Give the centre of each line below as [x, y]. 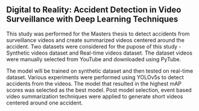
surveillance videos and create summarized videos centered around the [96, 40]
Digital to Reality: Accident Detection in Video [94, 10]
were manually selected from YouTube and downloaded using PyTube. [94, 59]
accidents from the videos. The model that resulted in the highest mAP [94, 83]
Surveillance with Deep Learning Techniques [92, 19]
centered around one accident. [45, 103]
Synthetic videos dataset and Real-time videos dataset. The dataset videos [99, 53]
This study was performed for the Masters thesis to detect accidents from [98, 34]
